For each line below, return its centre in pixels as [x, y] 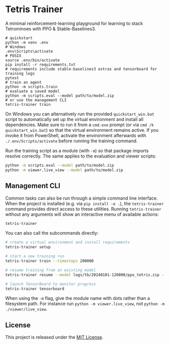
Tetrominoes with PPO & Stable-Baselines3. [51, 28]
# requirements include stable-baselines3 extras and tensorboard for [81, 69]
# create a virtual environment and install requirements [68, 242]
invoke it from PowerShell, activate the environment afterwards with [76, 135]
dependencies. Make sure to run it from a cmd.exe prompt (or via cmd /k [80, 125]
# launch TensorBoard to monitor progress [51, 284]
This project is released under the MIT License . [54, 337]
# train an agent [24, 82]
